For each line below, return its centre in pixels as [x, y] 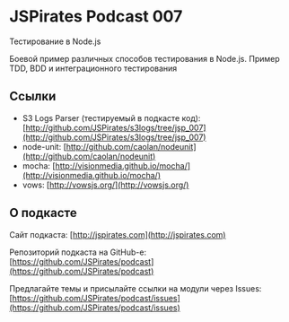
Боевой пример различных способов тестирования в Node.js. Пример [144, 58]
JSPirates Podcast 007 [96, 17]
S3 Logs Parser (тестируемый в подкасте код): [111, 117]
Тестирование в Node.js [55, 41]
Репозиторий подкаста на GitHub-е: [78, 252]
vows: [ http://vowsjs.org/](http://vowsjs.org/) [105, 185]
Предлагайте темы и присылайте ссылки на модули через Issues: [136, 288]
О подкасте [44, 213]
